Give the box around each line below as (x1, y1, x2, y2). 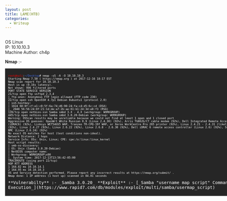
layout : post (5, 7, 32, 12)
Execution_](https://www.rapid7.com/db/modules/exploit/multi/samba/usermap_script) (8, 185, 215, 190)
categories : (5, 16, 29, 21)
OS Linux (5, 39, 23, 45)
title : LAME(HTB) (5, 12, 40, 17)
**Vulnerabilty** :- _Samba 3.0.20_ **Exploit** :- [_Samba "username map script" (8, 180, 210, 185)
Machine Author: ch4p (5, 50, 50, 55)
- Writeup (9, 20, 29, 26)
